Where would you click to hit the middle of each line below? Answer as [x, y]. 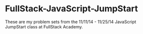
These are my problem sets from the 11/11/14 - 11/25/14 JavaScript [71, 22]
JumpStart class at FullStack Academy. [44, 26]
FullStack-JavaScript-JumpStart [71, 9]
